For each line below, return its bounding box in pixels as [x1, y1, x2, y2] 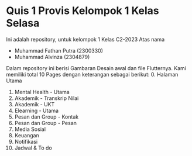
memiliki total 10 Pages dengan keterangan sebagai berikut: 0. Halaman [6, 71, 179, 78]
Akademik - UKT [14, 100, 55, 108]
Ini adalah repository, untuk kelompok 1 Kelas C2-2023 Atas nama [6, 36, 165, 43]
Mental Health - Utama [14, 88, 70, 95]
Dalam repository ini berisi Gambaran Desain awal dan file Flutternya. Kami [6, 64, 186, 71]
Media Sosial [14, 126, 46, 133]
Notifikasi [14, 138, 38, 145]
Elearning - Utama [14, 107, 59, 114]
